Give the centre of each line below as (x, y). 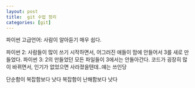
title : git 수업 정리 (31, 17)
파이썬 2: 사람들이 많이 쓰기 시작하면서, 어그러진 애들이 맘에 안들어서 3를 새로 (95, 52)
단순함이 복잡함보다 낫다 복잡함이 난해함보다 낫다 (62, 79)
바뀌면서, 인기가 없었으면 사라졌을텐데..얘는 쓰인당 (70, 67)
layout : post (22, 11)
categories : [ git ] (28, 22)
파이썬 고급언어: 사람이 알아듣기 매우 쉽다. (54, 40)
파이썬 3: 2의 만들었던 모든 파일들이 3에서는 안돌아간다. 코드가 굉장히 (102, 60)
